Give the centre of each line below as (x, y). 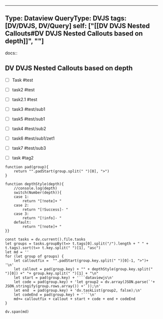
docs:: (11, 53)
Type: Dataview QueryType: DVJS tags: (66, 18)
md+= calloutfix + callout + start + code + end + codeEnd (75, 299)
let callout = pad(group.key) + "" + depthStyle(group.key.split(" (83, 269)
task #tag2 (23, 158)
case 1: (21, 197)
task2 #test (23, 89)
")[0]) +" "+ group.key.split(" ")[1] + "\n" (52, 274)
